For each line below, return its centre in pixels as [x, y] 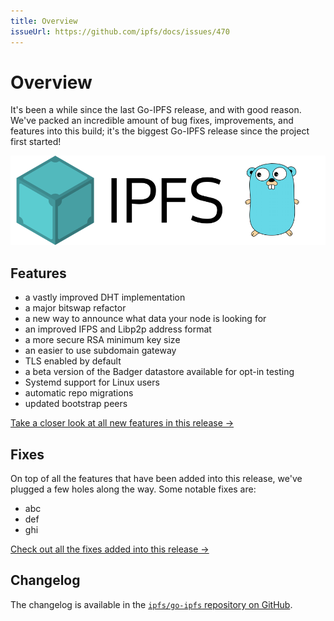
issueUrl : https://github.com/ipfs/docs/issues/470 [120, 31]
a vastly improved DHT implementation [105, 297]
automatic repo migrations [79, 393]
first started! [36, 142]
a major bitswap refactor [75, 308]
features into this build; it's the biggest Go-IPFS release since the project [160, 131]
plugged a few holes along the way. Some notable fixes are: [133, 489]
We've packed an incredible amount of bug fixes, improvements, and [152, 121]
